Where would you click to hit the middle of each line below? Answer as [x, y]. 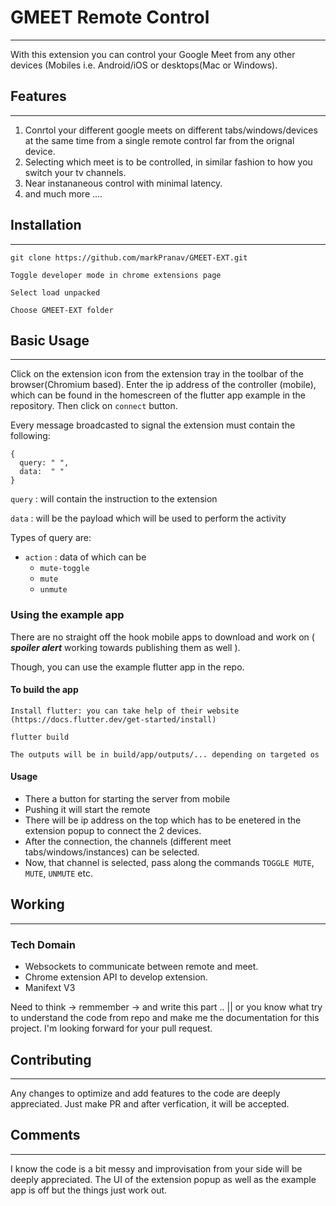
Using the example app [67, 615]
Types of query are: [51, 538]
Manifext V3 [50, 988]
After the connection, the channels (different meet [128, 842]
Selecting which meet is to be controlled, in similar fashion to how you [168, 162]
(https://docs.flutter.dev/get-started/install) [113, 719]
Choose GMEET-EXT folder [62, 310]
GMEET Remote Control [110, 17]
